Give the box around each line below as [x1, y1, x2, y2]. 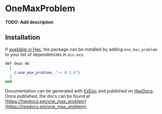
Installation [5, 33, 40, 42]
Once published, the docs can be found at [5, 93, 90, 99]
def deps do [5, 61, 29, 66]
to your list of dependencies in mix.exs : [5, 51, 84, 57]
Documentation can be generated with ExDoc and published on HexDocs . [5, 88, 154, 94]
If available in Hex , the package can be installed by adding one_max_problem [5, 46, 157, 52]
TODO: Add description [5, 19, 54, 25]
